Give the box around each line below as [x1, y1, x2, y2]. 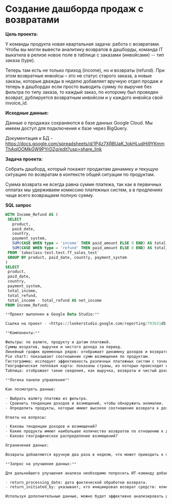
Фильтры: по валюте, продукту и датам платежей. [5, 339, 111, 345]
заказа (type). [5, 57, 35, 63]
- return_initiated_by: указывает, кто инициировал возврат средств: [5, 485, 157, 490]
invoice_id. [5, 99, 28, 106]
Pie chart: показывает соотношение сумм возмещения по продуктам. [5, 354, 150, 359]
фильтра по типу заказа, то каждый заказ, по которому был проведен [5, 89, 159, 95]
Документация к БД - [5, 135, 53, 141]
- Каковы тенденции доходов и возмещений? [5, 424, 97, 429]
